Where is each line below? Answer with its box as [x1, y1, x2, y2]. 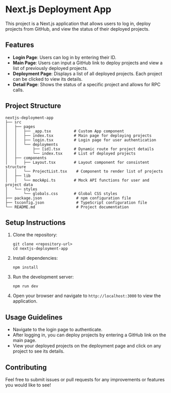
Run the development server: [12, 274, 74, 280]
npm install [12, 265, 38, 270]
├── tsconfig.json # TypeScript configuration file [5, 200, 147, 205]
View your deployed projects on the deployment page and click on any [12, 343, 162, 349]
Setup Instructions [5, 218, 66, 227]
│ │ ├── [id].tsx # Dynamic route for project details [5, 146, 154, 152]
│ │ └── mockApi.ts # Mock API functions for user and [5, 178, 150, 183]
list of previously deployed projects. [12, 65, 88, 71]
